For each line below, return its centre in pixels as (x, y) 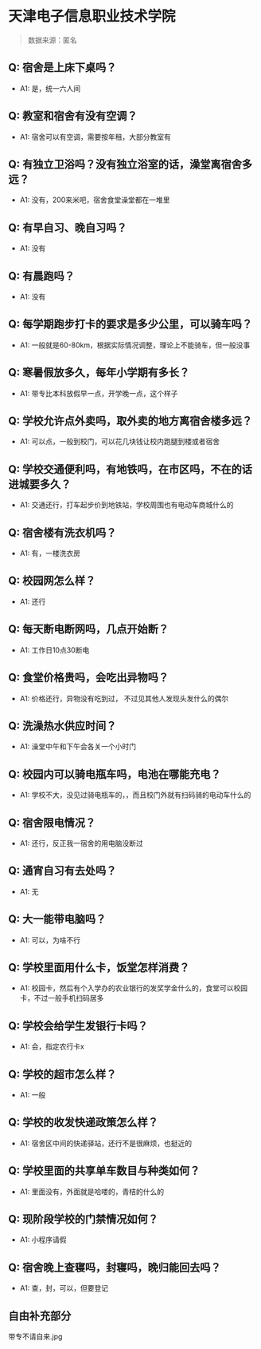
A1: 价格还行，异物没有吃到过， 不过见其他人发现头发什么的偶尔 (124, 698)
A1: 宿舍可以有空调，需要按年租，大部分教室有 (95, 137)
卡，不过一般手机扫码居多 (62, 998)
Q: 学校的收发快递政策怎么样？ (84, 1123)
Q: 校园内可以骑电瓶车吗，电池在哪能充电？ (115, 774)
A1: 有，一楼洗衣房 (50, 553)
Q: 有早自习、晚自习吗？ (68, 227)
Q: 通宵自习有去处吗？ (62, 871)
